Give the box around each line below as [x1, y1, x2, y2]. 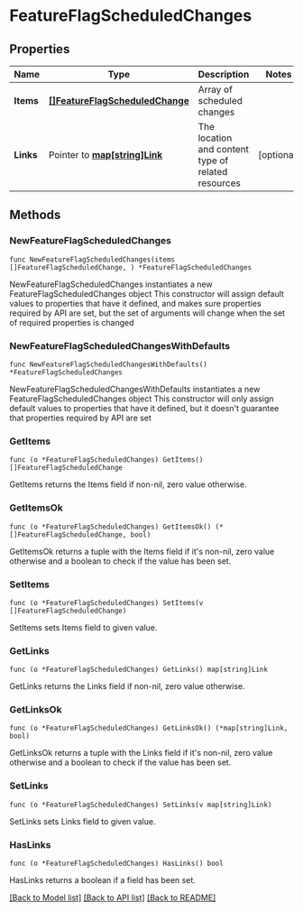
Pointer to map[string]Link [48, 149, 163, 161]
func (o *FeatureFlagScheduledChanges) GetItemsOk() [9, 522, 212, 531]
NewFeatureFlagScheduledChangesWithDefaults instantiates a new [9, 383, 261, 394]
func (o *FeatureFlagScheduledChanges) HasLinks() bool [9, 859, 224, 869]
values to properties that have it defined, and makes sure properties [9, 298, 262, 308]
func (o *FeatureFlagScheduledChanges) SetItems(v [9, 598, 204, 607]
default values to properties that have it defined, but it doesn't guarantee [9, 402, 280, 413]
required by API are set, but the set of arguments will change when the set [9, 308, 286, 318]
